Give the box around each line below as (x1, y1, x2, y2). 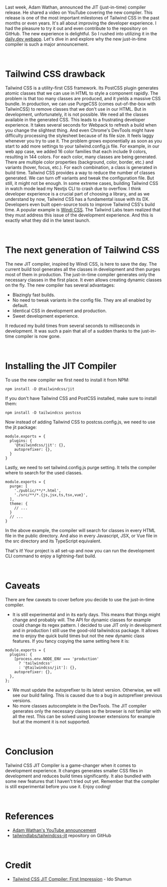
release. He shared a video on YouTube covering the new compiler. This (5, 9, 153, 15)
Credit (5, 860, 31, 871)
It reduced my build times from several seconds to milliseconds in (5, 323, 140, 329)
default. (12, 302, 28, 308)
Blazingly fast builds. (12, 292, 55, 298)
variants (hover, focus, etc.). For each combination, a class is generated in (5, 164, 158, 170)
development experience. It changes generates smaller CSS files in (5, 767, 143, 773)
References (5, 810, 54, 822)
